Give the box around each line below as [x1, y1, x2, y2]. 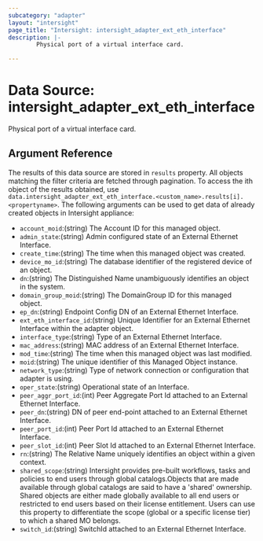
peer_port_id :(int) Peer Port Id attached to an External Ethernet [19, 424, 224, 433]
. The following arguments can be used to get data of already [57, 200, 255, 209]
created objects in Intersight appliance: [8, 208, 135, 217]
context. [19, 457, 47, 466]
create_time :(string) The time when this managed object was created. [19, 248, 246, 258]
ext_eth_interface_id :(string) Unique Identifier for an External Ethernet [19, 315, 250, 325]
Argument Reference [8, 147, 113, 160]
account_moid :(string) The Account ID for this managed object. [19, 223, 221, 233]
